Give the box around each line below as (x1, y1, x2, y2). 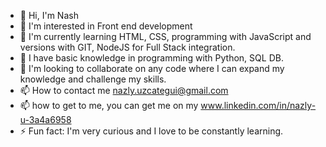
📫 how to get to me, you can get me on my (19, 100, 199, 111)
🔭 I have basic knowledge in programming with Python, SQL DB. (19, 52, 284, 64)
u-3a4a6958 (19, 114, 72, 125)
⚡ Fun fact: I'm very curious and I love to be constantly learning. (19, 125, 284, 137)
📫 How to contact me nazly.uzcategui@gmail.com (19, 85, 229, 96)
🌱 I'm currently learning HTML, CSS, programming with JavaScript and (19, 31, 312, 42)
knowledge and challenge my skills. (19, 73, 167, 85)
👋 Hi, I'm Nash (19, 10, 79, 21)
